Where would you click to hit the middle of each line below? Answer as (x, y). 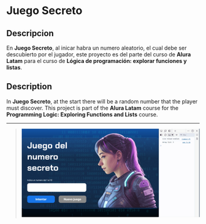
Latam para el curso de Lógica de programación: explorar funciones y (97, 61)
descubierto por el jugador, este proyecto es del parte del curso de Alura (99, 54)
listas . (14, 67)
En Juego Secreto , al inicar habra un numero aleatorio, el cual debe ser (97, 48)
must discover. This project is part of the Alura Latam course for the (93, 108)
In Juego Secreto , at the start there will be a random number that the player (102, 101)
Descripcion (30, 33)
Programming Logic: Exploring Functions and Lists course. (82, 114)
